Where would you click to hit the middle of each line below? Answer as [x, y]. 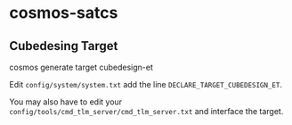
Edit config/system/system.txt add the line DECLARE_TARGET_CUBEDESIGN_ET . [146, 84]
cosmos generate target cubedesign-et [81, 67]
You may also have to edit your [66, 102]
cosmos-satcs [64, 13]
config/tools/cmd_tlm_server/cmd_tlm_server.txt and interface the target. [146, 111]
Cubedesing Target [64, 46]
